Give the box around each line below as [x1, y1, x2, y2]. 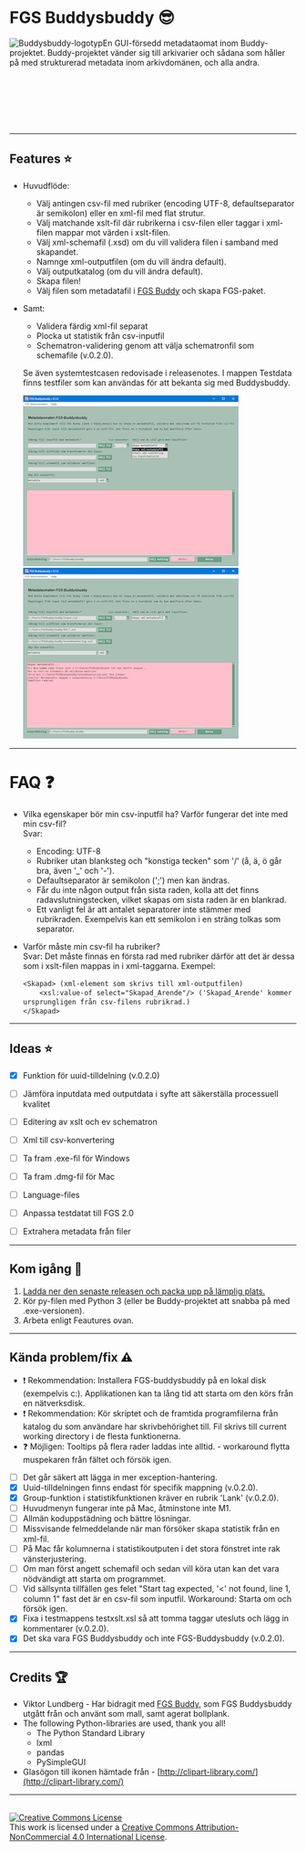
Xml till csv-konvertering [22, 1134, 116, 1145]
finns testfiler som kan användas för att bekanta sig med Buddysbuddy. [22, 377, 291, 388]
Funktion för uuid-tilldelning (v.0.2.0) [22, 1069, 160, 1080]
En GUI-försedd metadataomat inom [102, 37, 239, 48]
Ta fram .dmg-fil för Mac [22, 1171, 116, 1182]
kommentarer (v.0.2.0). [22, 1624, 109, 1635]
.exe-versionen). [22, 1305, 85, 1316]
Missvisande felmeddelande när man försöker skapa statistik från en [22, 1523, 280, 1534]
